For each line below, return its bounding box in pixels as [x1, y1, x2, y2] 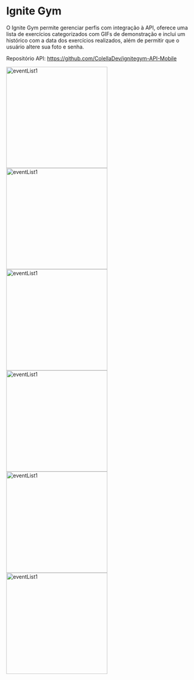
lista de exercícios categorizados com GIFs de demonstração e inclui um [6, 30, 186, 37]
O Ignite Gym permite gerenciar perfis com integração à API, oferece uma [6, 24, 188, 31]
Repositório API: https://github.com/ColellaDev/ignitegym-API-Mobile [6, 55, 177, 62]
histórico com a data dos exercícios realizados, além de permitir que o [6, 37, 180, 44]
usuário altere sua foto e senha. [6, 43, 84, 50]
